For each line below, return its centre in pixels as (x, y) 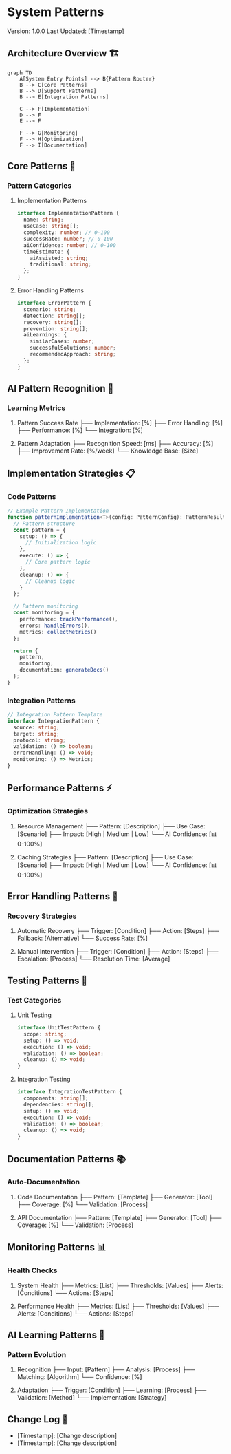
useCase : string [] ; (52, 226)
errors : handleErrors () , (55, 626)
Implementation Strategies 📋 (71, 473)
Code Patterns (32, 496)
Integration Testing (44, 1079)
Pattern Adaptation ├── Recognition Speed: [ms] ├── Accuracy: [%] (115, 444)
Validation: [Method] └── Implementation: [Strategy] (92, 1398)
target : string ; (36, 734)
